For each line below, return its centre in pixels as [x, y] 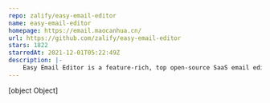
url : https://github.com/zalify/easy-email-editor [95, 38]
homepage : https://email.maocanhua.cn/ [75, 30]
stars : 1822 [28, 46]
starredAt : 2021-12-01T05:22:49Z [64, 53]
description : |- [35, 61]
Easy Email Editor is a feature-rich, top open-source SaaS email [136, 68]
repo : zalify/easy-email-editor [62, 16]
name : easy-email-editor [50, 23]
